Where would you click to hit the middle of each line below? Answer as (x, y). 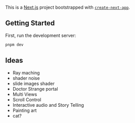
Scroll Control (27, 99)
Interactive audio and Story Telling (48, 105)
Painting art (25, 110)
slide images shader (33, 84)
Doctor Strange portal (35, 89)
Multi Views (25, 94)
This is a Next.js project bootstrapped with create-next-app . (68, 7)
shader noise (26, 78)
